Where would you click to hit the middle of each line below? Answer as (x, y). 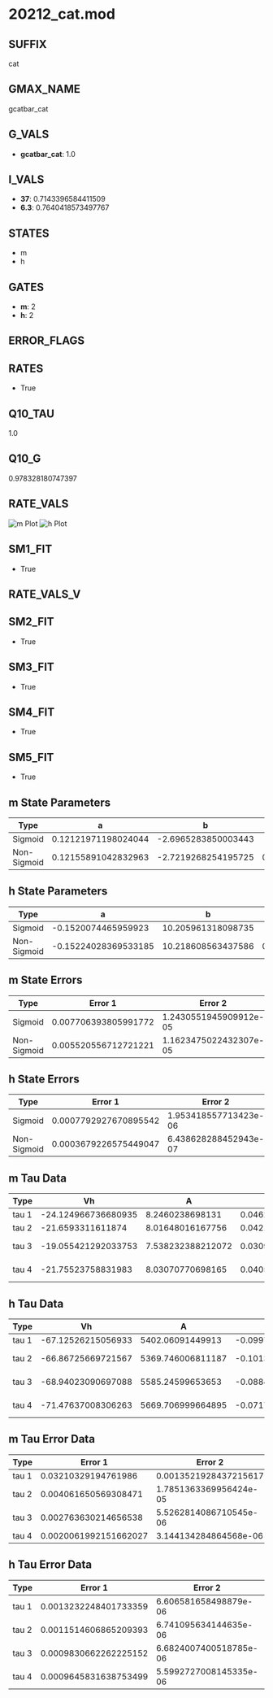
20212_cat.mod (62, 14)
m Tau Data (38, 1178)
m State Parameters (60, 802)
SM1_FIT (30, 549)
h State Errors (44, 1079)
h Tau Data (36, 1303)
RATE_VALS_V (45, 594)
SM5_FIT (31, 757)
